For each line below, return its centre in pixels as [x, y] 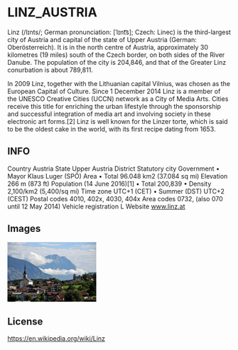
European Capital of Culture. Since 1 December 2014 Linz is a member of [114, 91]
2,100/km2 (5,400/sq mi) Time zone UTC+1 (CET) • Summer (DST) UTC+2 [116, 191]
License [25, 321]
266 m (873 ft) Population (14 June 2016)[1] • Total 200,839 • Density [109, 184]
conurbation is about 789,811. [50, 70]
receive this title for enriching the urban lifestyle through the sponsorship [114, 106]
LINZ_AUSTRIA [52, 12]
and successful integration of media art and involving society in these [109, 114]
